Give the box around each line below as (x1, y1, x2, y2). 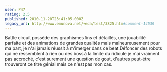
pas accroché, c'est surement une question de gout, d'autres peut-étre (5, 56, 151, 62)
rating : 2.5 (5, 12, 30, 17)
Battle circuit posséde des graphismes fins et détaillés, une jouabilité (5, 35, 146, 41)
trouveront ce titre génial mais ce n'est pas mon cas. (5, 61, 113, 67)
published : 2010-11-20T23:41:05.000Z (5, 16, 83, 21)
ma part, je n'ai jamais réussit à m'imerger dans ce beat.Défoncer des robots (5, 45, 162, 51)
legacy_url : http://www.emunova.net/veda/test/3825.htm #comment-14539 (5, 21, 155, 26)
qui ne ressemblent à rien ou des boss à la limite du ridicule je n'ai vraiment (5, 51, 160, 57)
